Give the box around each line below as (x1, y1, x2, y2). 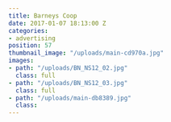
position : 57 (8, 42, 52, 50)
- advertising (8, 34, 56, 43)
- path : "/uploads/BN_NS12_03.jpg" (8, 79, 128, 87)
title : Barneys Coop (8, 11, 78, 20)
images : (8, 57, 35, 65)
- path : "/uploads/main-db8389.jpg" (8, 94, 131, 102)
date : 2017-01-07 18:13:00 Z (8, 19, 106, 27)
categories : (8, 26, 48, 35)
